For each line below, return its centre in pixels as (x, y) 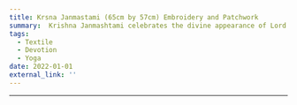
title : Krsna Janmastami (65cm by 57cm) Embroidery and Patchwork (134, 17)
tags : (19, 34)
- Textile (35, 42)
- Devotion (37, 50)
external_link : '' (43, 75)
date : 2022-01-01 (41, 67)
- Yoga (29, 58)
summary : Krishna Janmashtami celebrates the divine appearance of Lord (148, 26)
